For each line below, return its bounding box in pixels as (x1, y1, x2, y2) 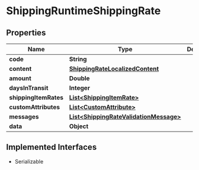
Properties (6, 28, 46, 38)
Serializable (14, 158, 44, 165)
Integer (69, 84, 91, 92)
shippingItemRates (9, 93, 64, 102)
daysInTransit (9, 84, 49, 92)
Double (69, 74, 90, 82)
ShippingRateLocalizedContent (69, 65, 159, 73)
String (69, 55, 87, 63)
